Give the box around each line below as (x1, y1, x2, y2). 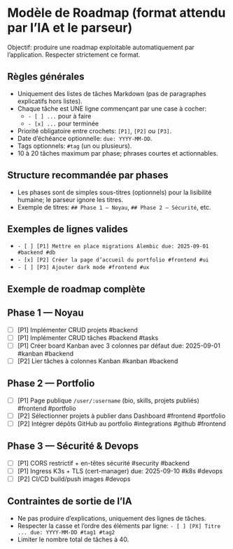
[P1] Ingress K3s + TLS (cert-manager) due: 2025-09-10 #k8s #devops (17, 466, 223, 475)
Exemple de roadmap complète (7, 283, 146, 295)
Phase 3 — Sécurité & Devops (7, 440, 139, 452)
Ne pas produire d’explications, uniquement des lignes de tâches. (17, 514, 206, 522)
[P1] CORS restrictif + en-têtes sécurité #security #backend (17, 459, 190, 467)
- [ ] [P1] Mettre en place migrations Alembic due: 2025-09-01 (17, 243, 209, 250)
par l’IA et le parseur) (7, 20, 133, 36)
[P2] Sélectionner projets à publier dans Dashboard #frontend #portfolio (17, 412, 226, 420)
